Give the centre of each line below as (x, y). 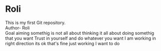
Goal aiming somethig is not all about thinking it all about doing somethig (80, 33)
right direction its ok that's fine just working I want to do (62, 43)
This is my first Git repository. (35, 23)
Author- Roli (17, 27)
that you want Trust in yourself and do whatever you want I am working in (80, 38)
